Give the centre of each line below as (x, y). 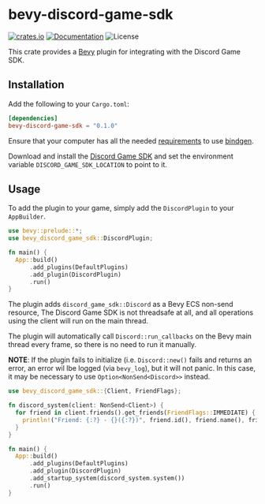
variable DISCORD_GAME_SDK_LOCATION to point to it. (88, 164)
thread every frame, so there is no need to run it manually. (103, 345)
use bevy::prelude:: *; (45, 231)
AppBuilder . (27, 217)
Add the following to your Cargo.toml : (69, 103)
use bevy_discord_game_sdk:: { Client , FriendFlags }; (95, 391)
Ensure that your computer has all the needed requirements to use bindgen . (131, 140)
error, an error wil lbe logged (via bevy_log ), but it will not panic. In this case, (132, 368)
